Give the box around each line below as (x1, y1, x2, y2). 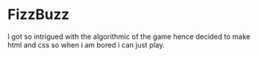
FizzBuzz (7, 6, 70, 24)
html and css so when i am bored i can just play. (7, 40, 165, 49)
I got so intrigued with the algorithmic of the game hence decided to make (7, 32, 251, 41)
